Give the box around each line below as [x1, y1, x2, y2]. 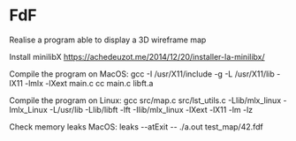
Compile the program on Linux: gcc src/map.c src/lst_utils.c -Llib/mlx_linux [9, 94, 282, 106]
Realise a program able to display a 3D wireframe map [9, 34, 207, 45]
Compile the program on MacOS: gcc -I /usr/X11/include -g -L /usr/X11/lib [9, 68, 276, 79]
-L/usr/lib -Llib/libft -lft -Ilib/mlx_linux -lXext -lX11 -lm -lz [49, 104, 254, 115]
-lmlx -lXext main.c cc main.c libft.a [25, 78, 154, 88]
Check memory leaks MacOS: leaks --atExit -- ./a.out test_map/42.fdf [9, 121, 263, 132]
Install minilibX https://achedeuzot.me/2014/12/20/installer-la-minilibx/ [9, 51, 265, 62]
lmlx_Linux [9, 104, 49, 115]
